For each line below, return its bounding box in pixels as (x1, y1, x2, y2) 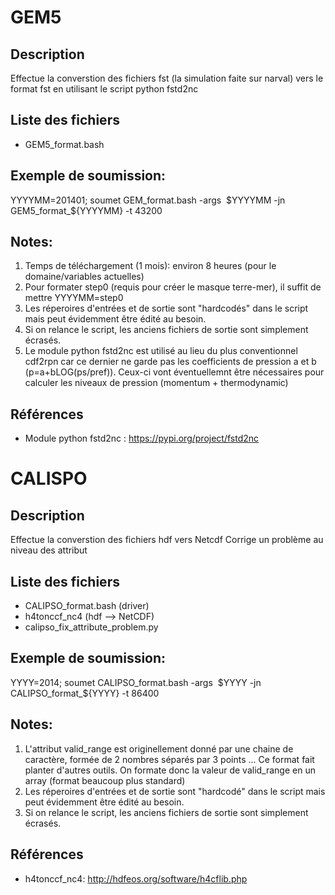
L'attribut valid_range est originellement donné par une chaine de (24, 742, 294, 755)
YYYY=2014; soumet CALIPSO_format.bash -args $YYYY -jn (10, 676, 262, 688)
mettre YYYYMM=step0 (24, 292, 124, 304)
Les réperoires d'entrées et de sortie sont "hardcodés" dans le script (24, 302, 309, 315)
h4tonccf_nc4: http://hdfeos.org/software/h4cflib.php (24, 872, 248, 885)
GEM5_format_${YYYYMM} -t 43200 (10, 204, 163, 216)
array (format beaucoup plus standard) (24, 774, 186, 786)
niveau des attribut (10, 544, 88, 556)
